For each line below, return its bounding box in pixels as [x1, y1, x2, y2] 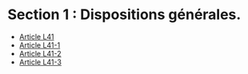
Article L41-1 [18, 40, 61, 49]
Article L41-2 [18, 49, 62, 58]
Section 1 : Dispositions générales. [7, 6, 242, 24]
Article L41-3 [18, 57, 62, 67]
